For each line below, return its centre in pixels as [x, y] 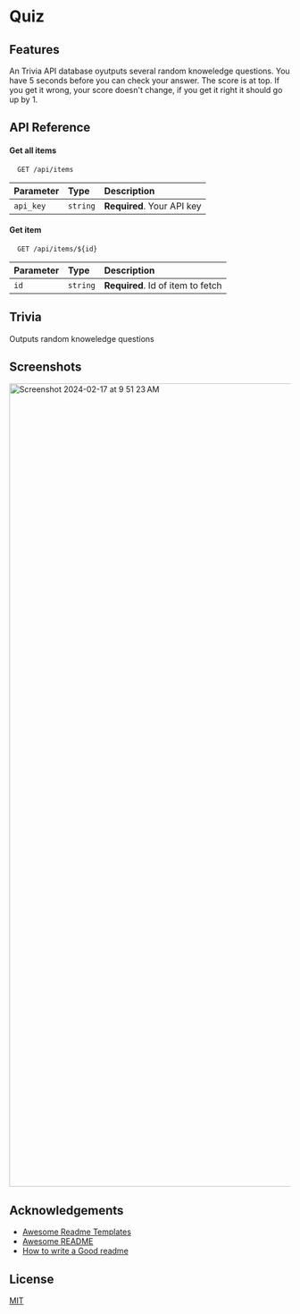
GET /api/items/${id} [58, 249]
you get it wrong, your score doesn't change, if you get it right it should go [146, 90]
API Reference [50, 128]
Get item [25, 230]
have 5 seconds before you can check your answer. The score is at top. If [144, 81]
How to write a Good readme [75, 1251]
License [32, 1279]
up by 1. [24, 99]
